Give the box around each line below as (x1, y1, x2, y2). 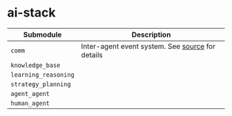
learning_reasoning (10, 70, 75, 79)
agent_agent (10, 90, 50, 97)
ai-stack (7, 5, 56, 21)
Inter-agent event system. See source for (81, 41, 216, 51)
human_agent (10, 99, 50, 107)
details (81, 50, 103, 59)
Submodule (23, 30, 62, 39)
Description (131, 30, 171, 39)
